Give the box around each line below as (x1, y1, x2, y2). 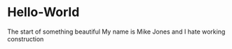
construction (7, 34, 44, 43)
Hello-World (7, 4, 80, 20)
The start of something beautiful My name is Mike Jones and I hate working (7, 27, 226, 36)
